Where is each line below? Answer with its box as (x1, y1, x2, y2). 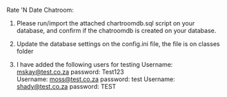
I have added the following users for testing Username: (16, 61, 173, 68)
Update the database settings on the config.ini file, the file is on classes (16, 40, 220, 47)
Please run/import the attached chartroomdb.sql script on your (16, 19, 195, 27)
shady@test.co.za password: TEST (16, 83, 117, 90)
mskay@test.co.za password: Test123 (16, 68, 125, 76)
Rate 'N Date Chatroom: (6, 6, 74, 14)
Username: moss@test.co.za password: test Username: (16, 75, 175, 83)
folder (16, 47, 34, 55)
